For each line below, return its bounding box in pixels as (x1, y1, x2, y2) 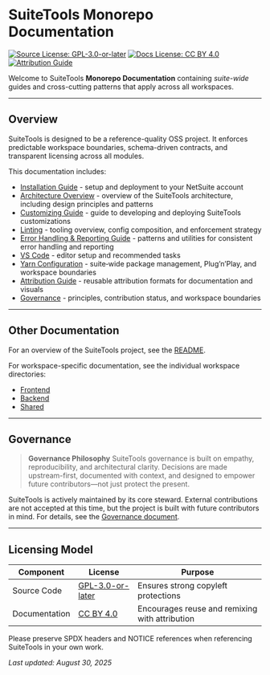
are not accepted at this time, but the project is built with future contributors (8, 503, 260, 513)
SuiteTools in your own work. (8, 642, 104, 652)
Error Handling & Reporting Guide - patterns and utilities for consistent (19, 233, 253, 242)
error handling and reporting (19, 242, 114, 251)
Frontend (19, 384, 51, 394)
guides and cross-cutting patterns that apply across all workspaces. (8, 82, 235, 91)
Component (18, 567, 65, 578)
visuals (19, 284, 44, 294)
